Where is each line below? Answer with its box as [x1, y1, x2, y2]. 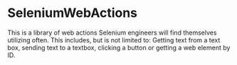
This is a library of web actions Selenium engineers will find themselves [7, 28, 217, 37]
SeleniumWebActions [7, 5, 137, 21]
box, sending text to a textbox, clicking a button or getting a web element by [7, 43, 231, 52]
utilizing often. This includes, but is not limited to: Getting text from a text [7, 35, 221, 44]
